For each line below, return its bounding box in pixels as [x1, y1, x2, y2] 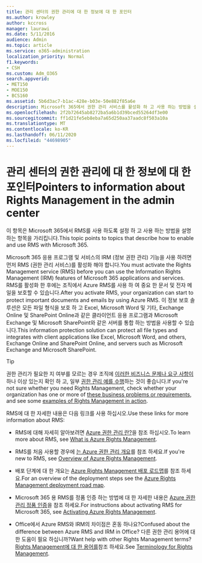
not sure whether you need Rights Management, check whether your [6, 384, 177, 392]
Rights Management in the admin [6, 193, 175, 207]
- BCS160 [6, 93, 28, 99]
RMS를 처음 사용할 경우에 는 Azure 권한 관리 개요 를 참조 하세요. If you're [14, 448, 185, 455]
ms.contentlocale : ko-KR [6, 126, 69, 132]
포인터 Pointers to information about [6, 180, 185, 194]
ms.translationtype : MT [6, 121, 66, 127]
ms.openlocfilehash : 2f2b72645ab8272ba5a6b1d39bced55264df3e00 [6, 109, 168, 115]
